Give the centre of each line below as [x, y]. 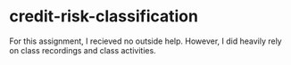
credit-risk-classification [104, 16]
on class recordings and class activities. [83, 50]
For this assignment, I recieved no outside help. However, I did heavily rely [146, 41]
